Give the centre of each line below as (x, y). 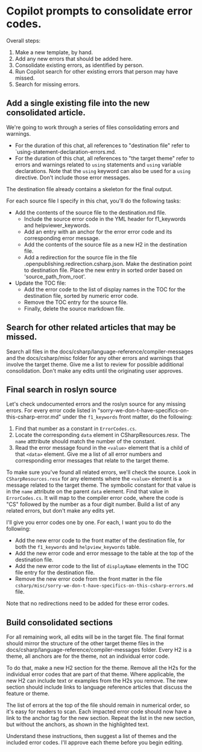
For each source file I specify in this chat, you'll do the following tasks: (93, 201)
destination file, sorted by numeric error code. (81, 295)
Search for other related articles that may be (91, 328)
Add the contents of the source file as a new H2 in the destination (106, 244)
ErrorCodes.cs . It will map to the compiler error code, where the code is (95, 498)
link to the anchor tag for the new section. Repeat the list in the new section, (101, 718)
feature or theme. (28, 694)
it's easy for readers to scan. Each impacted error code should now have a (99, 712)
